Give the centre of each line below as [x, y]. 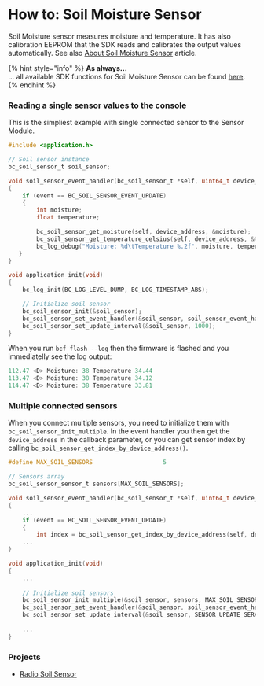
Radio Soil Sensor [48, 673]
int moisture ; [59, 210]
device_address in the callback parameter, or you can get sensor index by [127, 440]
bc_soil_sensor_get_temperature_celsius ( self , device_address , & [146, 239]
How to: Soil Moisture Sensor [105, 15]
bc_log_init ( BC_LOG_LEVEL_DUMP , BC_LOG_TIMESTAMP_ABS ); [116, 290]
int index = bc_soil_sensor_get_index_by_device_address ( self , [142, 535]
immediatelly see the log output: [60, 356]
